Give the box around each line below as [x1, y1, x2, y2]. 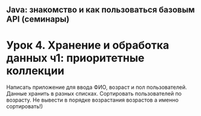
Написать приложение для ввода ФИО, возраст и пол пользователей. [6, 84, 188, 91]
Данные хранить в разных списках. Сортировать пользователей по [6, 90, 182, 97]
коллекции [6, 64, 65, 78]
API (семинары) [6, 14, 70, 25]
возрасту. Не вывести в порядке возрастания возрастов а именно [6, 96, 179, 104]
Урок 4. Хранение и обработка [6, 38, 170, 52]
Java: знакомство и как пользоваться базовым [6, 5, 195, 15]
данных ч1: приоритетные [6, 51, 145, 65]
